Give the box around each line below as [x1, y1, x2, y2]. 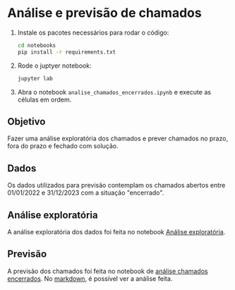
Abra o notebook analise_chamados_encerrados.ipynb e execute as [17, 87, 212, 96]
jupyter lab [17, 75, 53, 82]
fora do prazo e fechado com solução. [7, 142, 119, 150]
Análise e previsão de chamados [7, 5, 203, 21]
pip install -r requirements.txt [17, 48, 116, 56]
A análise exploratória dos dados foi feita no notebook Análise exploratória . [7, 228, 226, 236]
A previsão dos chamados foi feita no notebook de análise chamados [7, 267, 208, 275]
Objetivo [7, 115, 46, 128]
